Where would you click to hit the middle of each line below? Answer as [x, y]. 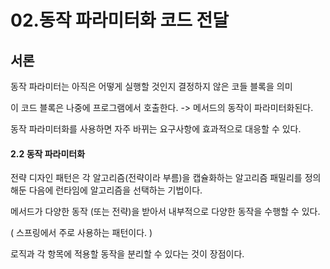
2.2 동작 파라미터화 [48, 153]
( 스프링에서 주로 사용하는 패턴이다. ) [81, 233]
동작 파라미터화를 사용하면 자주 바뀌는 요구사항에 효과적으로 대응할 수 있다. [156, 129]
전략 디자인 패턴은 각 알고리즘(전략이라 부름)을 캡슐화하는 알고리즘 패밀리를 [156, 178]
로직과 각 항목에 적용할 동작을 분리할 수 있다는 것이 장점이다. [127, 254]
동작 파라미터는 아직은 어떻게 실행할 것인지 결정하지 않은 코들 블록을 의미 [151, 86]
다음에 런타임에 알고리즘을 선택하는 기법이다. [115, 190]
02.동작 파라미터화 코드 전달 [120, 20]
